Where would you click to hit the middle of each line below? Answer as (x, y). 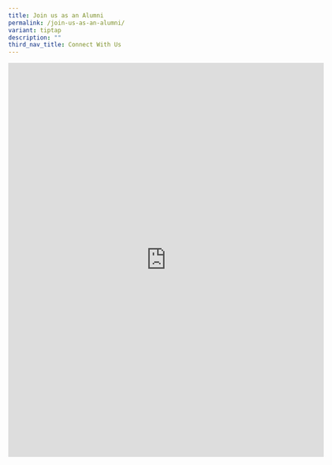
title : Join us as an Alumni (56, 15)
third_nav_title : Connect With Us (65, 45)
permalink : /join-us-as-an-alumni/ (67, 23)
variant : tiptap (35, 30)
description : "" (35, 37)
